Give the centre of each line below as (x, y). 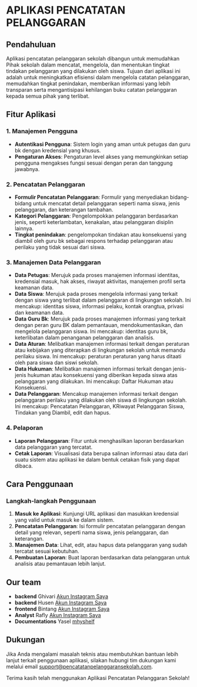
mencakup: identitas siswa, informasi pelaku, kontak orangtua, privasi (99, 306)
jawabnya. (27, 169)
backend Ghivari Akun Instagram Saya (61, 596)
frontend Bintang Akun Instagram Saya (62, 609)
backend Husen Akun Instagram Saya (61, 603)
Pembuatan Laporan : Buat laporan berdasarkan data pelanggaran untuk (102, 558)
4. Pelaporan (24, 428)
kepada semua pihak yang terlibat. (48, 96)
